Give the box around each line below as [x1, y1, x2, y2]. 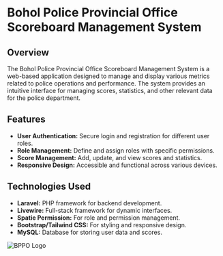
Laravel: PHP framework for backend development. [16, 199, 162, 207]
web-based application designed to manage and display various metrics [7, 72, 210, 80]
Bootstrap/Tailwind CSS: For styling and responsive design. [16, 220, 187, 229]
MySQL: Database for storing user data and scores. [16, 228, 162, 236]
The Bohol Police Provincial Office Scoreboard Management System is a [7, 65, 210, 73]
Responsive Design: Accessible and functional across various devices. [16, 161, 218, 169]
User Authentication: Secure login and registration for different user [16, 131, 210, 140]
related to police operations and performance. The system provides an [7, 79, 206, 87]
